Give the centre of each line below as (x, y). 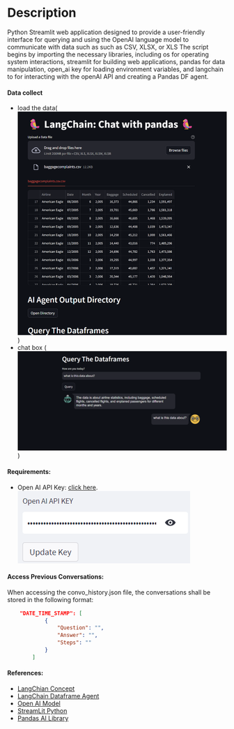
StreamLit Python (42, 711)
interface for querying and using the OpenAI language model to (98, 39)
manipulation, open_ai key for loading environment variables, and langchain (116, 69)
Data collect (25, 93)
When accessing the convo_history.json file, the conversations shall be (109, 592)
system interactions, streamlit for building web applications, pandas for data (116, 61)
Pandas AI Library (43, 719)
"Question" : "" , (80, 628)
